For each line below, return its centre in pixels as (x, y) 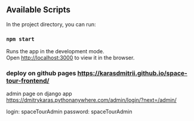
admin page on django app (39, 94)
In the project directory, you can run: (51, 24)
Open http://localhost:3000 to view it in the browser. (70, 58)
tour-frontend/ (28, 81)
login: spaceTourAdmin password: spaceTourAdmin (69, 112)
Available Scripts (38, 10)
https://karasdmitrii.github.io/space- (133, 73)
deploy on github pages (41, 73)
